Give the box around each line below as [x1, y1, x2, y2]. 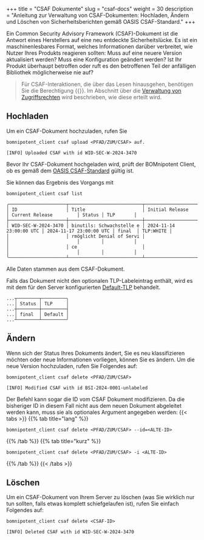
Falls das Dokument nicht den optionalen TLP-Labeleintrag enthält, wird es [6, 277, 193, 284]
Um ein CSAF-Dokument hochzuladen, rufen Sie [6, 127, 127, 135]
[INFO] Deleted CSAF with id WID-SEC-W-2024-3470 [6, 529, 135, 535]
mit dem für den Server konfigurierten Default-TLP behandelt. [6, 283, 161, 291]
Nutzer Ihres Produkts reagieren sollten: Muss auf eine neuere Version [6, 49, 182, 57]
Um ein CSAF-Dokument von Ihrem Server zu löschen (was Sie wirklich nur [6, 494, 195, 501]
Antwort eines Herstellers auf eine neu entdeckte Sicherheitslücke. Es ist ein [6, 37, 197, 43]
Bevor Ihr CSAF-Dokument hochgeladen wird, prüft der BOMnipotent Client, [6, 160, 196, 168]
